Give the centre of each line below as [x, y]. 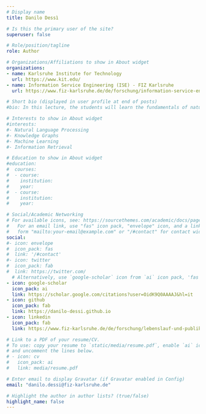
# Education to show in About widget [55, 158]
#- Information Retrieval [39, 147]
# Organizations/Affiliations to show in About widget [78, 62]
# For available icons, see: [44, 220]
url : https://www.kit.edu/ [46, 79]
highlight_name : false [35, 402]
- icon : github [26, 300]
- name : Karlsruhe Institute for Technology [64, 73]
